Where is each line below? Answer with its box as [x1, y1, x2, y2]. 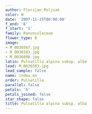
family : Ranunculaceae [5, 31, 53, 36]
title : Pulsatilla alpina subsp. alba [5, 101, 87, 106]
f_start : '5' [5, 26, 33, 31]
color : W [5, 12, 24, 17]
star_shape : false [5, 96, 44, 101]
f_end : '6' [5, 21, 28, 27]
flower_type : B [5, 36, 37, 41]
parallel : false [5, 82, 39, 87]
